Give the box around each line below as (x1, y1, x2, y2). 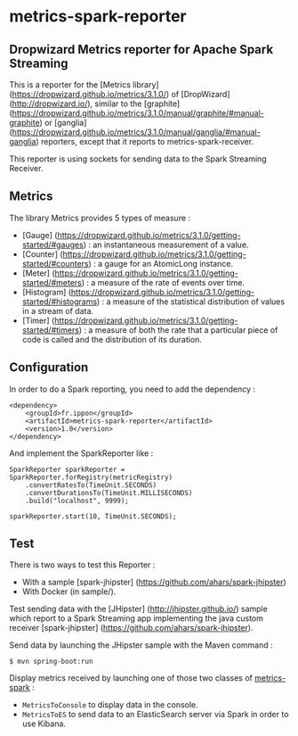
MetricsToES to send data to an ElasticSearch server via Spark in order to (21, 709, 289, 720)
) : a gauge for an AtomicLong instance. (88, 258, 234, 269)
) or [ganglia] (39, 118, 87, 128)
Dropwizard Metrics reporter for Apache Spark (9, 42, 274, 57)
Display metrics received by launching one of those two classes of (9, 673, 254, 683)
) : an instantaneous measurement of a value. (83, 239, 249, 250)
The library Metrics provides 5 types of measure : (9, 212, 191, 223)
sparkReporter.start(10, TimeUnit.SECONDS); (9, 511, 177, 521)
